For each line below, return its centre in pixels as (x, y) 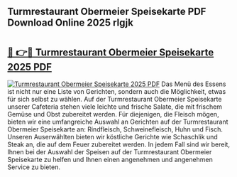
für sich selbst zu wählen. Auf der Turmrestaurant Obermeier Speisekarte (115, 99)
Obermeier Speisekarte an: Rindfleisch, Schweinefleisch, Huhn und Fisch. (115, 129)
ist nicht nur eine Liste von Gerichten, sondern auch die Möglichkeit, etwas (117, 91)
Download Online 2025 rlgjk (70, 23)
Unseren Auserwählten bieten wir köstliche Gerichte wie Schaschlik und (112, 137)
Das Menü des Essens (194, 84)
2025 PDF (29, 67)
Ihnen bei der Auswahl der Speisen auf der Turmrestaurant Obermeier (110, 152)
